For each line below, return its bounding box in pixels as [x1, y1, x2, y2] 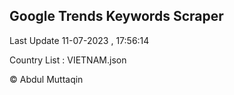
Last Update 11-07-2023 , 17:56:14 [9, 34, 150, 46]
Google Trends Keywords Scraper [9, 8, 224, 25]
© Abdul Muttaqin [9, 73, 84, 85]
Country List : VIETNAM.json [9, 54, 127, 66]
